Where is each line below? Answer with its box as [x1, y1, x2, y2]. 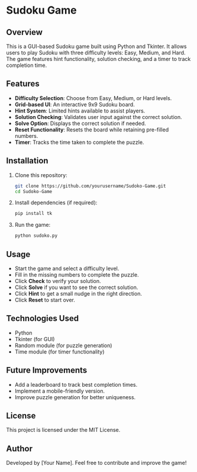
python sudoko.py [14, 233, 58, 239]
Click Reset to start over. [14, 296, 76, 303]
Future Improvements [6, 365, 88, 375]
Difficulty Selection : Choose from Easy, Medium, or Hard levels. [14, 94, 172, 101]
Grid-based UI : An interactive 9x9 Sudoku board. [14, 101, 135, 108]
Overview [6, 27, 43, 37]
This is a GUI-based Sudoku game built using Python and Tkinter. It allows [6, 43, 187, 50]
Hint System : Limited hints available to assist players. [14, 107, 146, 114]
